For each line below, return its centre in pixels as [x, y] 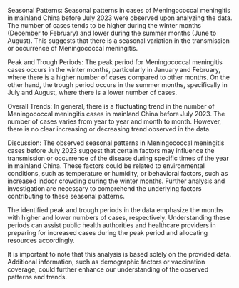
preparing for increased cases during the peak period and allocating [108, 233]
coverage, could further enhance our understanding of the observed [108, 269]
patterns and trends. [37, 277]
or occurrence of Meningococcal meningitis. [73, 48]
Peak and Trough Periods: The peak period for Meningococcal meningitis [115, 62]
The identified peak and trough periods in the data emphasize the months [116, 210]
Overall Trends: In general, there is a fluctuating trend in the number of [111, 106]
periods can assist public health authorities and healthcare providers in [112, 225]
